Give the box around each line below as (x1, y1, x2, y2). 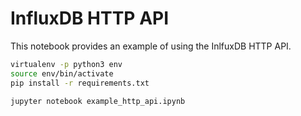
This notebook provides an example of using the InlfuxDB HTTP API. (10, 40, 292, 52)
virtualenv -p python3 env (10, 59, 123, 69)
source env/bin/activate (10, 68, 114, 79)
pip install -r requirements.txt (10, 78, 150, 88)
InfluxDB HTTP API (10, 7, 170, 30)
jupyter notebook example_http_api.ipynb (10, 96, 186, 106)
